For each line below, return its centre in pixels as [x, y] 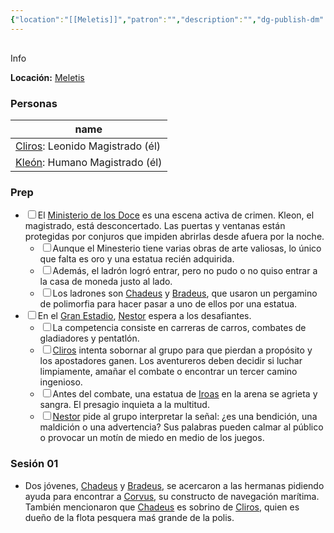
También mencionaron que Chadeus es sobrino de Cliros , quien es [162, 507]
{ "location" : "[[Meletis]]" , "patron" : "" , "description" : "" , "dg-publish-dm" [167, 19]
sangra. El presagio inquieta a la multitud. [124, 405]
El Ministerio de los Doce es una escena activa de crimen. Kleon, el [176, 215]
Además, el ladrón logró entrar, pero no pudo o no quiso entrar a [185, 271]
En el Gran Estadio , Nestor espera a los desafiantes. [144, 316]
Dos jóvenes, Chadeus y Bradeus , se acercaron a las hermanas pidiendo [174, 485]
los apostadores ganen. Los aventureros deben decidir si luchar [171, 361]
